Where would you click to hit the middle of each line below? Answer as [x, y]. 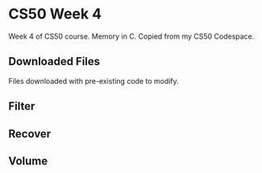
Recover [30, 134]
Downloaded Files [54, 62]
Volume [28, 161]
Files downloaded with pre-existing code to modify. [94, 80]
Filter [22, 107]
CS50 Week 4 [55, 14]
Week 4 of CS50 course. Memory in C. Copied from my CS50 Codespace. [131, 36]
